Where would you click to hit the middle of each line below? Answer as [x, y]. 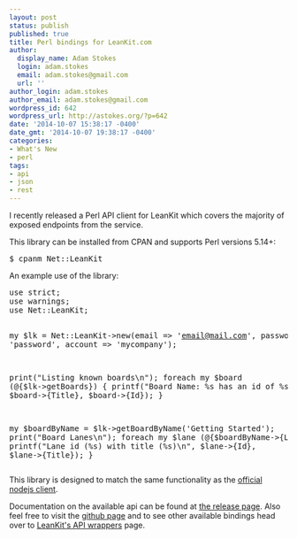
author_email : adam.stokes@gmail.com [79, 100]
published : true [39, 34]
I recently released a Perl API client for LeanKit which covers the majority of [147, 215]
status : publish [39, 26]
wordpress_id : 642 [43, 108]
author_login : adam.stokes [59, 91]
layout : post [33, 17]
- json [21, 182]
